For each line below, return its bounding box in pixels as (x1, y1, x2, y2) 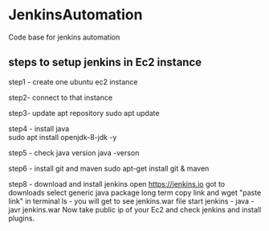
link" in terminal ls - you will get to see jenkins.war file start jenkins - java (8, 196, 250, 206)
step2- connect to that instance (8, 93, 113, 102)
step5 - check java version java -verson (8, 147, 140, 158)
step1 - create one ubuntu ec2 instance (8, 76, 138, 86)
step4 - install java (8, 123, 70, 134)
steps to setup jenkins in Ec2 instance (8, 56, 202, 69)
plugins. (8, 213, 35, 223)
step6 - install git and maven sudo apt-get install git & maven (8, 163, 210, 173)
